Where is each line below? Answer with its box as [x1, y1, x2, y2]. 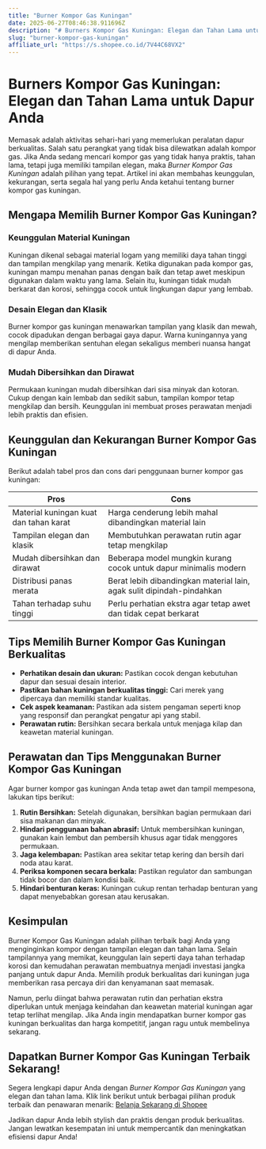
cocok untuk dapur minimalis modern [108, 563, 247, 574]
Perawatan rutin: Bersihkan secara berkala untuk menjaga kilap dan [19, 719, 243, 728]
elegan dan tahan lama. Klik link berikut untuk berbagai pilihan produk [8, 1091, 236, 1101]
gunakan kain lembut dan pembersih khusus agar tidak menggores [19, 833, 238, 842]
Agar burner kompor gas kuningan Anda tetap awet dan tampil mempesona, [8, 784, 256, 793]
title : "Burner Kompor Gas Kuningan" [8, 11, 133, 20]
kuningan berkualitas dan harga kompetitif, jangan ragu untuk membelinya [8, 1018, 250, 1028]
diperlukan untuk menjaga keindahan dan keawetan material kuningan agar [8, 1002, 253, 1011]
